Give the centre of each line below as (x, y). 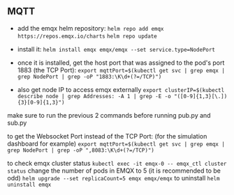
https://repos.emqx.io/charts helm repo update (87, 36)
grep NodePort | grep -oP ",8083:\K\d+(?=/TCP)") (81, 150)
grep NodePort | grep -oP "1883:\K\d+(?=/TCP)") (89, 77)
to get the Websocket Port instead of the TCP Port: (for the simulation (107, 136)
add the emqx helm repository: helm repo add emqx (90, 28)
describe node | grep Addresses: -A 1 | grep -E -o (94, 96)
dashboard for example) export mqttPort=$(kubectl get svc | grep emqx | (116, 143)
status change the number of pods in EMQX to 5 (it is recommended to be (114, 171)
